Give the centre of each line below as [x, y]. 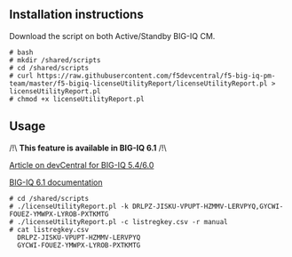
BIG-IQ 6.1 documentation [56, 182]
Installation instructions [76, 15]
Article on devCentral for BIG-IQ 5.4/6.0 [82, 165]
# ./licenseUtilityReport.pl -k [69, 206]
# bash [21, 52]
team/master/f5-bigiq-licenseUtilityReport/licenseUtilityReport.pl [138, 84]
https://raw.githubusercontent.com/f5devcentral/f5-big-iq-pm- [156, 76]
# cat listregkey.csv [49, 229]
